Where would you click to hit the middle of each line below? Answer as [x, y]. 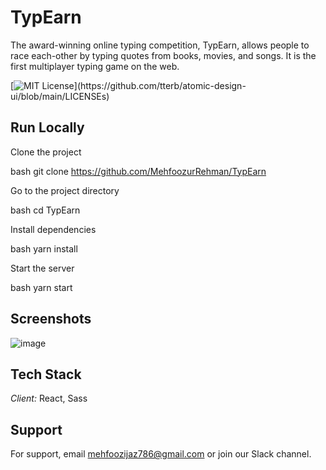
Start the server [42, 268]
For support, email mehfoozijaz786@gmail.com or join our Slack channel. [161, 454]
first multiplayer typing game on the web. [95, 66]
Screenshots [51, 319]
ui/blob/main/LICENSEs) [60, 96]
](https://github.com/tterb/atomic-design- [160, 85]
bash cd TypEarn [45, 210]
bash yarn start [41, 287]
